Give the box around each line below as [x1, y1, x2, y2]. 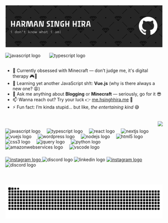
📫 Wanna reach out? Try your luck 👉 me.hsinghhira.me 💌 [12, 96, 133, 102]
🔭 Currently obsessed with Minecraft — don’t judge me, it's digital [12, 67, 148, 73]
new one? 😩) [12, 85, 40, 92]
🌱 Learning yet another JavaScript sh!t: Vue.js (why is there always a [12, 80, 155, 86]
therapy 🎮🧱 [12, 73, 37, 79]
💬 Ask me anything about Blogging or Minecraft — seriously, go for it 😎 [12, 91, 161, 97]
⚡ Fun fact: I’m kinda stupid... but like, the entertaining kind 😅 [12, 104, 139, 110]
